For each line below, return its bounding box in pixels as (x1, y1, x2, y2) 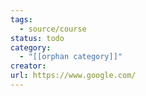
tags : (10, 14, 33, 25)
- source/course (19, 24, 87, 34)
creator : (10, 61, 47, 71)
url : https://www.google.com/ (10, 71, 137, 81)
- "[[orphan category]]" (19, 52, 123, 62)
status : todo (10, 33, 65, 43)
